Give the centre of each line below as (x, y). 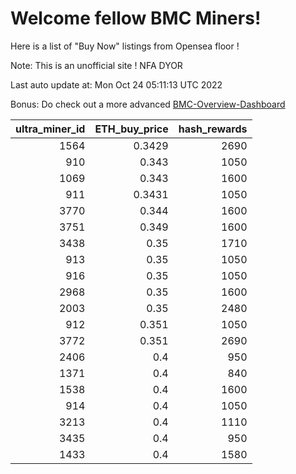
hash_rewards (213, 129)
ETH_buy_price (131, 129)
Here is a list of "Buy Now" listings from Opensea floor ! (125, 46)
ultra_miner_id (50, 129)
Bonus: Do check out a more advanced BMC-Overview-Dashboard (148, 104)
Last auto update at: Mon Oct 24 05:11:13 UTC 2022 (116, 84)
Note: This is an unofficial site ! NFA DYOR (96, 65)
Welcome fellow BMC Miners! (136, 18)
